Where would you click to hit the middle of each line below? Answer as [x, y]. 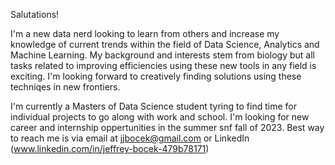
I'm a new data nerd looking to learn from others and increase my [145, 33]
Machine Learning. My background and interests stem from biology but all [162, 55]
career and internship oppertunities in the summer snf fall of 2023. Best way [167, 127]
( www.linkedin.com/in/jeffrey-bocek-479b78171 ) [110, 148]
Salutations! [35, 14]
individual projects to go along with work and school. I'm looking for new [160, 117]
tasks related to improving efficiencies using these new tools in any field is [163, 65]
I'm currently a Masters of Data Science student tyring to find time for [153, 106]
